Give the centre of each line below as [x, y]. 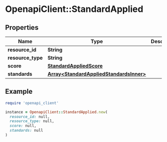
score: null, [23, 126]
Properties [22, 28]
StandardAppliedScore [75, 66]
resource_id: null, [30, 117]
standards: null [26, 131]
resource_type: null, [32, 121]
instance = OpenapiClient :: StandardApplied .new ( [56, 112]
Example [19, 92]
